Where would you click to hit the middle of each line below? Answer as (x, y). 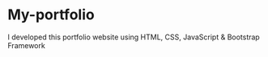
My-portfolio (51, 15)
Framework (26, 45)
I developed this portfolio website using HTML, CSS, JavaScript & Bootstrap (134, 37)
